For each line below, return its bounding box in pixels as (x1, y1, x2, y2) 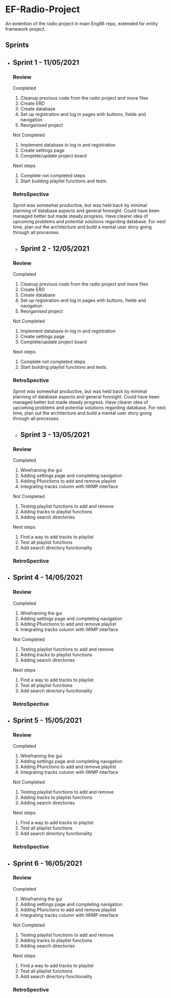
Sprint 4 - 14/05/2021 (12, 573, 83, 582)
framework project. (5, 26, 46, 32)
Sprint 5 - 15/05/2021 (12, 716, 82, 725)
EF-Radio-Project (5, 4, 80, 15)
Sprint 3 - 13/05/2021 (20, 430, 90, 439)
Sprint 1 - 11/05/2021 (12, 58, 79, 67)
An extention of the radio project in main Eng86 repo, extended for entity (5, 20, 158, 27)
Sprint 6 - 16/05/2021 (12, 859, 83, 868)
